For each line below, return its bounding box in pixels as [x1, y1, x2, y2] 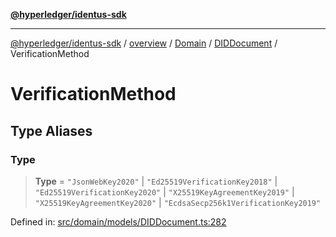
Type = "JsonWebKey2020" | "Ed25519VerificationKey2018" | [34, 175, 278, 187]
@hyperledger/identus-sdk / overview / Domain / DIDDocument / [10, 37, 278, 49]
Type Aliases [10, 122, 93, 139]
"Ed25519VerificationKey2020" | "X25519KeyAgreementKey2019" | [34, 185, 295, 198]
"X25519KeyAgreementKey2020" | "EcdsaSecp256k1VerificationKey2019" [34, 196, 322, 208]
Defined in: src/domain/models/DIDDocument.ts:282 [10, 215, 227, 228]
